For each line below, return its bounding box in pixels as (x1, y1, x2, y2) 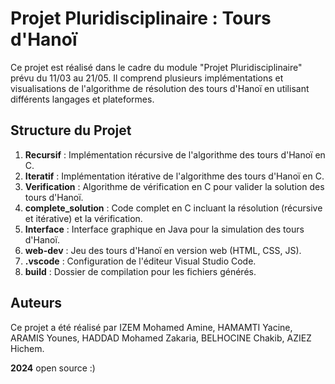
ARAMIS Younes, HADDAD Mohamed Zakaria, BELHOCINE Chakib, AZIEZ (10, 332, 312, 344)
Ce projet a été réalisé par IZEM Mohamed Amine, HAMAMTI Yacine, (10, 321, 293, 333)
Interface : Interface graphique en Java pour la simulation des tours (24, 223, 305, 235)
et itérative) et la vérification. (24, 212, 143, 224)
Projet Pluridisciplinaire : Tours (10, 7, 272, 30)
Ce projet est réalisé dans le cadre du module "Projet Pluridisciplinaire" (10, 61, 303, 73)
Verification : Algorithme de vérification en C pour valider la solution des (24, 180, 325, 192)
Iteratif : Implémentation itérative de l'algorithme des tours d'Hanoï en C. (24, 170, 325, 182)
